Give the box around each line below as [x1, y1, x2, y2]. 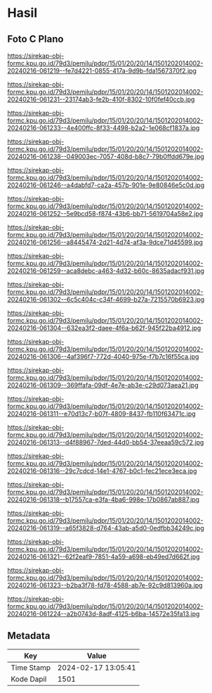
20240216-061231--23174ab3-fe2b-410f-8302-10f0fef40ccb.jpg [7, 95, 195, 103]
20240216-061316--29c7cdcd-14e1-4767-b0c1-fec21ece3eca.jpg [7, 466, 197, 475]
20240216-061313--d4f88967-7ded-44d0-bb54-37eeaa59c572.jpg [7, 438, 204, 446]
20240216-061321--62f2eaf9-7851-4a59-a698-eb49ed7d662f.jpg [7, 552, 200, 561]
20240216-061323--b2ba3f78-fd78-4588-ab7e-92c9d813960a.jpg [7, 581, 203, 589]
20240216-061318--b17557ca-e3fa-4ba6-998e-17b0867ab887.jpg [7, 495, 200, 504]
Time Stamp [11, 663, 51, 673]
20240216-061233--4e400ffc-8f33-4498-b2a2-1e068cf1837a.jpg [7, 124, 200, 132]
